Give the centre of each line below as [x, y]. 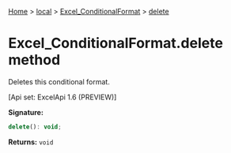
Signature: [26, 112]
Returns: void [31, 142]
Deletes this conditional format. [59, 81]
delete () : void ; [35, 127]
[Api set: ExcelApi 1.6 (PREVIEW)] [62, 97]
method [34, 60]
